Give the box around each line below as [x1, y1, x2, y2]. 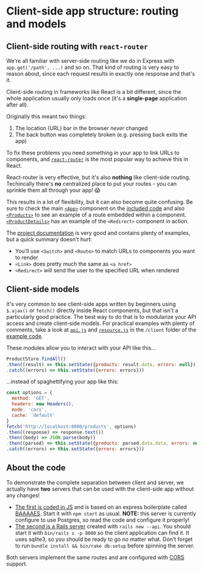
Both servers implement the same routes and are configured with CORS [6, 554, 184, 561]
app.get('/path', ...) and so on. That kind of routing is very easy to [6, 64, 179, 71]
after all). [6, 101, 29, 108]
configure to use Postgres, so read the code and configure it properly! [14, 516, 190, 523]
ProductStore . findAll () [6, 356, 66, 362]
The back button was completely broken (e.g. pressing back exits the [14, 131, 188, 138]
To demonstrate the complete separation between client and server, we [6, 479, 184, 486]
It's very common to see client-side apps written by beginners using [6, 300, 176, 307]
